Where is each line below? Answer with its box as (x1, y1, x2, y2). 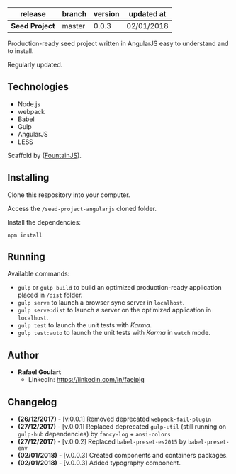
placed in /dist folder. (17, 290, 83, 300)
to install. (7, 47, 34, 55)
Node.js (17, 99, 41, 108)
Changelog (7, 396, 57, 408)
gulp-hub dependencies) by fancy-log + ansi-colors (17, 430, 172, 439)
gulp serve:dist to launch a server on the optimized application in (17, 306, 212, 315)
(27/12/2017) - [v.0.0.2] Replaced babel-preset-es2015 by (17, 437, 186, 446)
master (62, 21, 86, 30)
